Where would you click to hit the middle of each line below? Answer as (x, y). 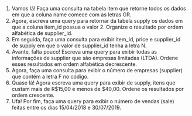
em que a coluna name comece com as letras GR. (71, 15)
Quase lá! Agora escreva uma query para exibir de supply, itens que (93, 83)
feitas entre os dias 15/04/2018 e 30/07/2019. (66, 108)
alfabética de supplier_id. (42, 33)
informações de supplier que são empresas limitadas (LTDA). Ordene (95, 58)
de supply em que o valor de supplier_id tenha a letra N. (79, 45)
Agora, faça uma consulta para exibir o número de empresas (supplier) (97, 70)
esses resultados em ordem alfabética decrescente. (74, 64)
